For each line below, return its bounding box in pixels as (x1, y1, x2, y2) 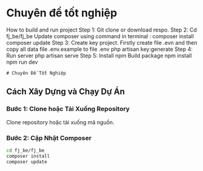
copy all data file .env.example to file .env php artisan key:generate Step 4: (6, 45, 193, 53)
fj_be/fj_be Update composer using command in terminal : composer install (6, 32, 194, 39)
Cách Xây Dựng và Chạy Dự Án (6, 87, 125, 97)
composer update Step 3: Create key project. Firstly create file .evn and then (6, 39, 198, 46)
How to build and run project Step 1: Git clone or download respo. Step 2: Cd (6, 26, 197, 33)
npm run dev (6, 58, 38, 65)
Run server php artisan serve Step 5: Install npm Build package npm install (6, 52, 192, 59)
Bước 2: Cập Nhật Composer (6, 133, 92, 142)
